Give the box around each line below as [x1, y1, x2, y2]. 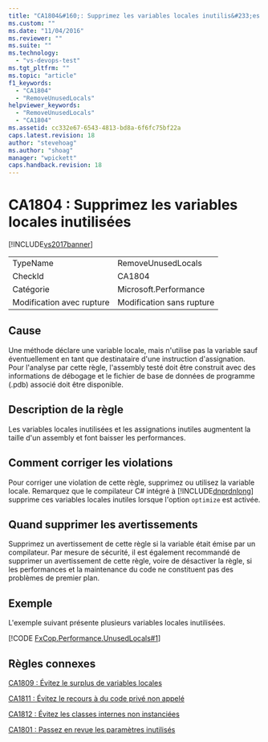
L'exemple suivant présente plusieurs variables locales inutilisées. [8, 618, 226, 628]
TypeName [12, 258, 54, 269]
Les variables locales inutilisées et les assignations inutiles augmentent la [8, 424, 251, 434]
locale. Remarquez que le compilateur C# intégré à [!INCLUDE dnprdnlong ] [8, 486, 254, 495]
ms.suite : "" [8, 42, 52, 50]
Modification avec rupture [12, 297, 110, 308]
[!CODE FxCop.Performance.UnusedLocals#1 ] [8, 633, 161, 643]
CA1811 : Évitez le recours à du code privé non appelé [8, 693, 185, 703]
